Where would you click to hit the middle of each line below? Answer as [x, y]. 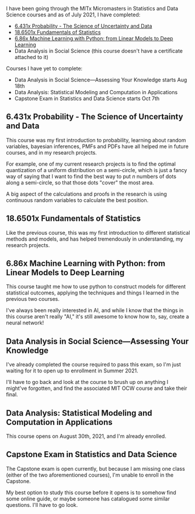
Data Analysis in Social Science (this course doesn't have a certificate [98, 51]
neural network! [25, 323]
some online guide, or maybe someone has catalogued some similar [88, 498]
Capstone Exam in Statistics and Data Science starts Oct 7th [87, 98]
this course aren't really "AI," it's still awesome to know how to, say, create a [97, 317]
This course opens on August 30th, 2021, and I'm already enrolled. [86, 436]
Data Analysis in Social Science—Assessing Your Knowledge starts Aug [101, 80]
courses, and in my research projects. [52, 152]
